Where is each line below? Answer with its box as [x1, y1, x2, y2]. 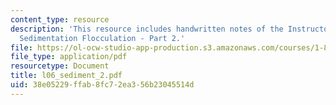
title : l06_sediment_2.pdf [10, 71, 123, 81]
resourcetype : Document [10, 61, 110, 71]
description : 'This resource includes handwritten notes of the [10, 24, 284, 34]
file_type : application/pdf [10, 52, 128, 62]
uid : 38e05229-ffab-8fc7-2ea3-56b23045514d [10, 80, 195, 90]
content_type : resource [10, 14, 110, 25]
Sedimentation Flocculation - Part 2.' [19, 33, 186, 43]
